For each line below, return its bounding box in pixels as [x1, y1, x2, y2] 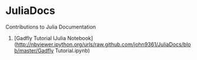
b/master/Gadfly [14, 47, 54, 54]
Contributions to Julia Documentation [5, 23, 96, 30]
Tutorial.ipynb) [55, 47, 91, 54]
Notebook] [66, 34, 94, 41]
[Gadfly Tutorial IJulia [14, 34, 66, 41]
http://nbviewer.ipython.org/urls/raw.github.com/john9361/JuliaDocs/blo [16, 41, 191, 48]
